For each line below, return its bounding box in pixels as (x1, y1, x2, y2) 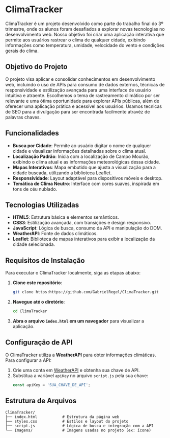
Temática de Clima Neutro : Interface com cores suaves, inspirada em (12, 180, 159, 187)
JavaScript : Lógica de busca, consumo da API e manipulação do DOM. (12, 225, 162, 231)
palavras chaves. (5, 114, 41, 120)
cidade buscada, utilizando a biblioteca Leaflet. (12, 170, 112, 176)
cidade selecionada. (12, 241, 55, 247)
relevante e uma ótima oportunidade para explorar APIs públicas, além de (5, 98, 159, 104)
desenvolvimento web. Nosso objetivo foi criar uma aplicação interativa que (5, 31, 164, 37)
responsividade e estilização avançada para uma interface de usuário (5, 87, 151, 93)
